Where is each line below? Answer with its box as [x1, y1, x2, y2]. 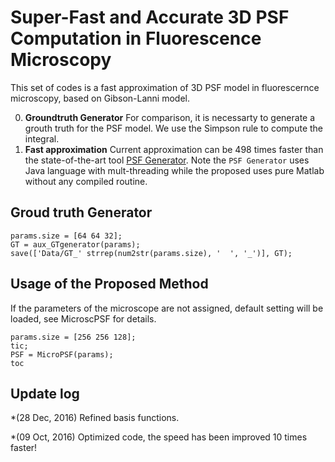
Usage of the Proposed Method [10, 276, 209, 293]
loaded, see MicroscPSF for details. [10, 312, 157, 325]
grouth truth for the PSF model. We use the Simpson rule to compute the [24, 122, 324, 134]
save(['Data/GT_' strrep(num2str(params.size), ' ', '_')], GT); [10, 248, 293, 258]
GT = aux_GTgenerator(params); [10, 239, 141, 250]
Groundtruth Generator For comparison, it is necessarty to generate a [24, 111, 316, 123]
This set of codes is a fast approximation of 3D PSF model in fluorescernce [10, 81, 320, 93]
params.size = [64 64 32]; [10, 231, 123, 241]
